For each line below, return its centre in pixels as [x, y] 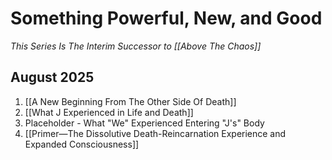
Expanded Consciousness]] [82, 144]
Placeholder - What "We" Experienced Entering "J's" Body [144, 123]
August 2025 [52, 77]
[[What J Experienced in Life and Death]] [109, 112]
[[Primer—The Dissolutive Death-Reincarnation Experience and [155, 133]
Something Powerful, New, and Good [166, 18]
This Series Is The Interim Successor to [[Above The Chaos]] [136, 46]
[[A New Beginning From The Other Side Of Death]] [130, 101]
